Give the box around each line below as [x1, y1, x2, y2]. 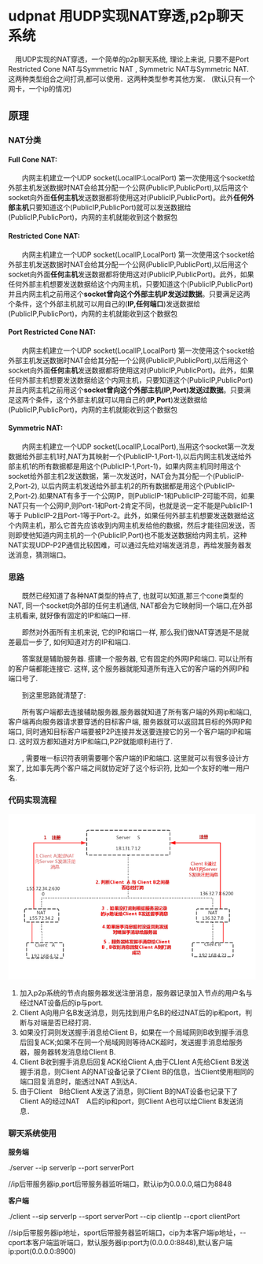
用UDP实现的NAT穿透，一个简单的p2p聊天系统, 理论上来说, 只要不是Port [15, 54, 250, 64]
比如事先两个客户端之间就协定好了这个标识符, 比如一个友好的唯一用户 [25, 763, 250, 773]
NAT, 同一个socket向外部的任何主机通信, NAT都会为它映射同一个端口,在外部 [8, 601, 253, 610]
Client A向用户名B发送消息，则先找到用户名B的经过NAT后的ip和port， [19, 1008, 246, 1018]
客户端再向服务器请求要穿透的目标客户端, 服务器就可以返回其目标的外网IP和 [8, 717, 253, 727]
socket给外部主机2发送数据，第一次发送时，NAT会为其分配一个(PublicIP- [8, 472, 245, 481]
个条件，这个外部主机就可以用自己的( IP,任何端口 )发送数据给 [8, 298, 201, 308]
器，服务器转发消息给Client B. [19, 1047, 116, 1057]
